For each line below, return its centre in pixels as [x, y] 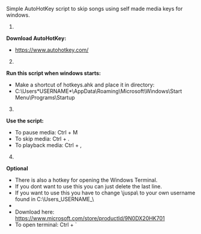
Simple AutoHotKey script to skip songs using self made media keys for [94, 9]
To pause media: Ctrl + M [46, 132]
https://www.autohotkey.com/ [52, 50]
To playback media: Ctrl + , [48, 145]
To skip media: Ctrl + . [42, 139]
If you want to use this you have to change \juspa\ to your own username [105, 193]
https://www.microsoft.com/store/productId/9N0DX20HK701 [90, 218]
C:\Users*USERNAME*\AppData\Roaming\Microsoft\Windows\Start [98, 91]
